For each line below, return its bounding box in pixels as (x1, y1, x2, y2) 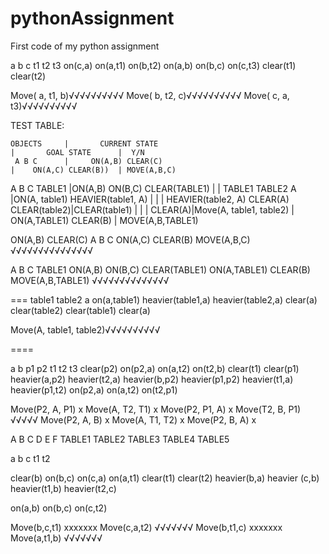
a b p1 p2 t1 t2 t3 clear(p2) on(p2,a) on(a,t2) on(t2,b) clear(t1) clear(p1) (10, 362, 300, 374)
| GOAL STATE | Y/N (10, 147, 145, 157)
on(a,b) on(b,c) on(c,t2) (10, 502, 108, 514)
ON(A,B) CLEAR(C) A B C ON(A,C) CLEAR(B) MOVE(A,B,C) (10, 233, 251, 246)
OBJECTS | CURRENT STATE (10, 138, 159, 149)
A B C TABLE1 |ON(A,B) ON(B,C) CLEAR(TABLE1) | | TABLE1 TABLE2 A (10, 182, 297, 194)
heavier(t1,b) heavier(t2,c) (10, 482, 117, 494)
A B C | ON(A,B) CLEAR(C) (14, 156, 163, 166)
